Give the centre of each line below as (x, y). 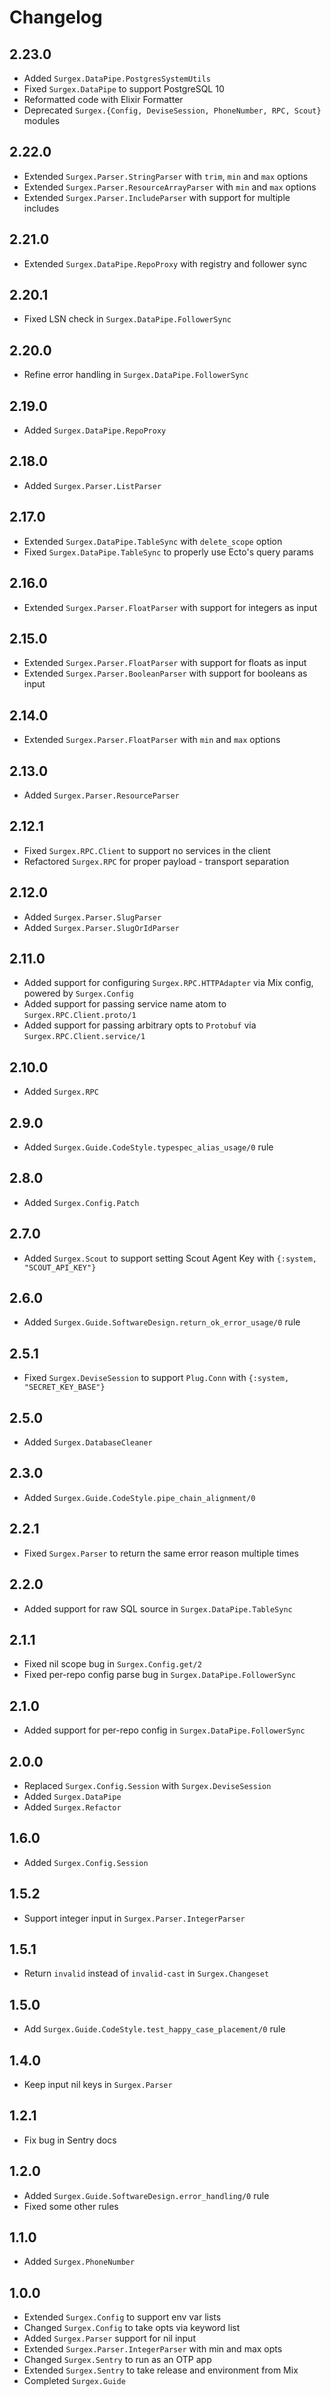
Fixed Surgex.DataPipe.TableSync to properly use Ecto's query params (168, 552)
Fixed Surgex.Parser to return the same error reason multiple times (161, 1553)
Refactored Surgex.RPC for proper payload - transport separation (156, 861)
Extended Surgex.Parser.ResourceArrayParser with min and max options (170, 187)
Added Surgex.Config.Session (86, 1862)
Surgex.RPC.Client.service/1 (84, 1037)
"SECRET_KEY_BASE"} (64, 1387)
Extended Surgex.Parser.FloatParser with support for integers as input (170, 607)
